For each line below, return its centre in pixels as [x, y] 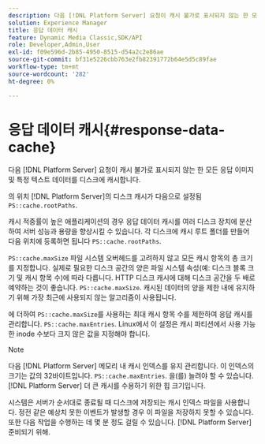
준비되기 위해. [30, 432]
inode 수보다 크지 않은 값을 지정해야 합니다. [83, 334]
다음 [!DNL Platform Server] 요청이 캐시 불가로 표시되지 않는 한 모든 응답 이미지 [131, 170]
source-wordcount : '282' [49, 74]
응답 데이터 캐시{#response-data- [117, 130]
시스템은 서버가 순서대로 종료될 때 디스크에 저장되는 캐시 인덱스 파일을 [116, 402]
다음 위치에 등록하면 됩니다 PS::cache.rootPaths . [85, 241]
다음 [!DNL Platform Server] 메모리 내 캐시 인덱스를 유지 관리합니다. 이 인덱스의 [131, 366]
